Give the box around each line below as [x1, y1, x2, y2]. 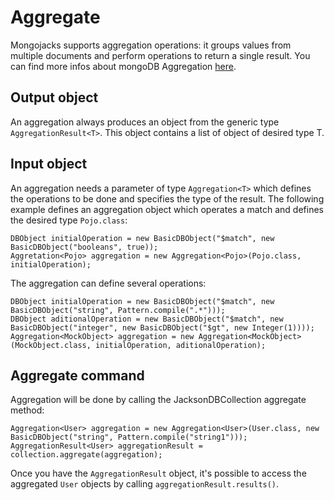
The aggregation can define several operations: [10, 277, 207, 289]
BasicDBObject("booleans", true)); [10, 242, 159, 252]
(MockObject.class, [10, 340, 92, 350]
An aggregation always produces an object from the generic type [10, 116, 280, 128]
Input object [10, 156, 88, 173]
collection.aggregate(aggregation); [10, 450, 163, 460]
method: [10, 404, 45, 416]
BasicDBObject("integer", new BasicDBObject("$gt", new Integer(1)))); [10, 322, 315, 333]
